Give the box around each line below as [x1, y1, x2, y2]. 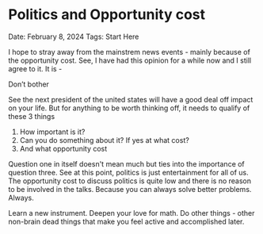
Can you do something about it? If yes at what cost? [19, 135, 190, 144]
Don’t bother [8, 79, 50, 89]
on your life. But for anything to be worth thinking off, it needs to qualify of [8, 103, 250, 113]
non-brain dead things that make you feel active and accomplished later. [8, 217, 245, 226]
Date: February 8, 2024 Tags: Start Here [8, 32, 139, 41]
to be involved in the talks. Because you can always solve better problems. [8, 184, 252, 194]
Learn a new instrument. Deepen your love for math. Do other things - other [8, 208, 255, 217]
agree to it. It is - [8, 63, 63, 73]
